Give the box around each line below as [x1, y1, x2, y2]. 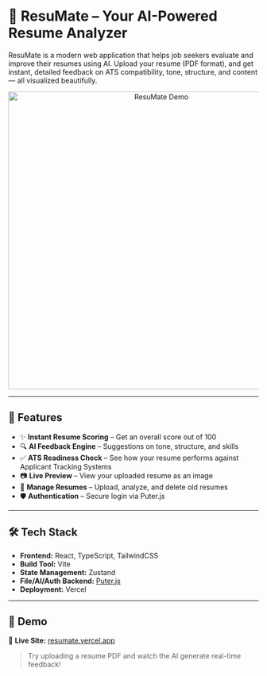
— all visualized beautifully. [8, 75, 98, 85]
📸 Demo [8, 615, 48, 628]
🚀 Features [8, 411, 63, 424]
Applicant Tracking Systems [19, 462, 112, 471]
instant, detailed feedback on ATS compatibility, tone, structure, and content [8, 67, 258, 76]
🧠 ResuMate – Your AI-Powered [8, 7, 218, 25]
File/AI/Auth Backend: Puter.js [19, 576, 121, 585]
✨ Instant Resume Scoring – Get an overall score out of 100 [19, 432, 217, 442]
